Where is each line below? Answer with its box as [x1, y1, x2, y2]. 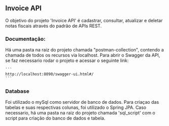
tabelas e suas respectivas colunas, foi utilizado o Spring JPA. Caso [5, 104, 147, 110]
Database [5, 88, 29, 95]
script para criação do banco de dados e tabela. [5, 115, 106, 121]
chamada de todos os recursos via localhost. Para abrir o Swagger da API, [5, 52, 160, 58]
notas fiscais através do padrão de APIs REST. [5, 23, 102, 29]
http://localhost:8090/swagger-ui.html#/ [5, 72, 94, 77]
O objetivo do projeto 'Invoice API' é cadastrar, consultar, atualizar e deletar [5, 17, 163, 23]
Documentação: [5, 35, 46, 42]
